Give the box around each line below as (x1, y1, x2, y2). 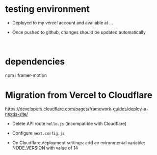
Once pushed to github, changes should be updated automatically (12, 29, 146, 35)
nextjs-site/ (5, 111, 28, 117)
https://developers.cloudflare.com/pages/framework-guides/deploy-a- (5, 106, 149, 112)
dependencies (5, 56, 65, 67)
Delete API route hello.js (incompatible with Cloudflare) (12, 121, 127, 126)
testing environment (5, 3, 90, 15)
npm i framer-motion (5, 72, 47, 78)
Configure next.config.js (12, 130, 65, 136)
